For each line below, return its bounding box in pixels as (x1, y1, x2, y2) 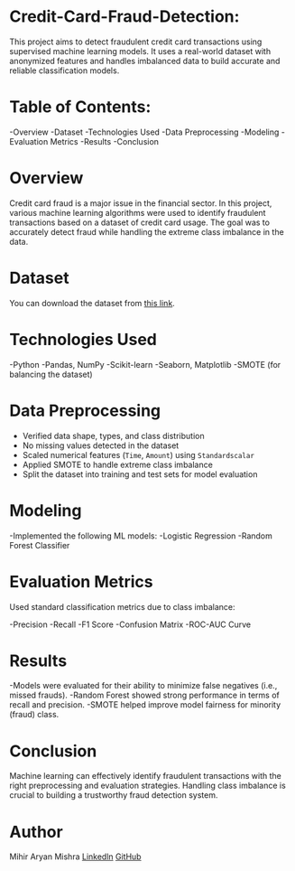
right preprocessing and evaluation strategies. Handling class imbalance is (9, 780, 286, 791)
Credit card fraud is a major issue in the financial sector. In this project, (9, 197, 272, 209)
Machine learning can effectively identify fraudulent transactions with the (9, 771, 281, 782)
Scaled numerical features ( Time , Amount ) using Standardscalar (22, 449, 255, 460)
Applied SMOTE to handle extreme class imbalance (22, 459, 214, 470)
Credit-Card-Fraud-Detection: (9, 6, 240, 27)
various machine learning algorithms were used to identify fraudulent (9, 207, 266, 218)
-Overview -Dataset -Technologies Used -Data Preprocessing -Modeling (9, 126, 280, 137)
